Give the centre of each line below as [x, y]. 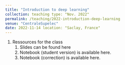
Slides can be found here [45, 47]
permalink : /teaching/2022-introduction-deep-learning [63, 19]
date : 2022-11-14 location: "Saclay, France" [53, 28]
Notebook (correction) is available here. [60, 58]
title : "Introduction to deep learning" [47, 10]
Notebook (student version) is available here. [65, 53]
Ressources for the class [38, 42]
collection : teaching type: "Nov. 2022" [47, 14]
